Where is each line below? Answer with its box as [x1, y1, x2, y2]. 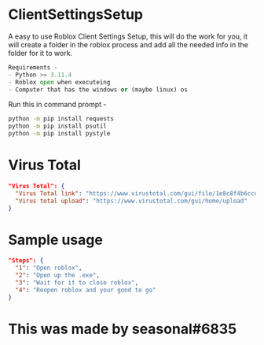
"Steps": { [8, 257, 44, 265]
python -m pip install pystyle [8, 130, 111, 138]
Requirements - [8, 63, 58, 72]
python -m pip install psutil [8, 122, 108, 131]
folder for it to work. [8, 48, 73, 57]
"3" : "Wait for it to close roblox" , [15, 279, 139, 287]
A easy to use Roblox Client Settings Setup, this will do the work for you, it [8, 32, 247, 41]
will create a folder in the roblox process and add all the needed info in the [8, 39, 249, 49]
